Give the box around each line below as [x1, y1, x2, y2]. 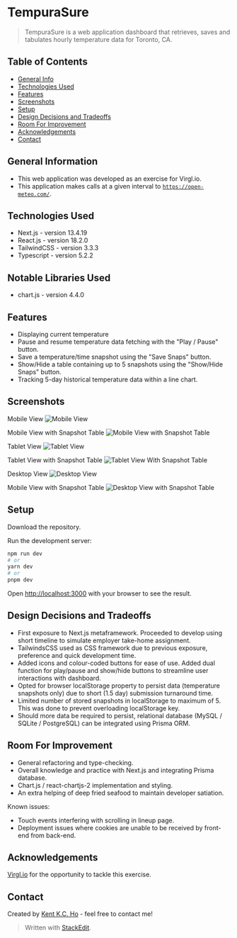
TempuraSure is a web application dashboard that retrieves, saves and [24, 28, 231, 36]
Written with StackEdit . [24, 923, 92, 932]
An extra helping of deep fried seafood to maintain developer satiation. [17, 788, 224, 797]
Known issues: [7, 802, 50, 810]
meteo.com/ [17, 191, 50, 198]
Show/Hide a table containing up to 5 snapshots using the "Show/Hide [17, 360, 224, 369]
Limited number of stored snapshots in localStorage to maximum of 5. [17, 696, 221, 705]
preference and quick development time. [17, 651, 137, 659]
